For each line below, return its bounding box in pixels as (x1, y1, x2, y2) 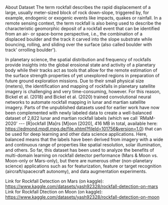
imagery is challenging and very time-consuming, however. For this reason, (5, 89, 161, 94)
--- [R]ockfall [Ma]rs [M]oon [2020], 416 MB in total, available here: (18, 120, 158, 126)
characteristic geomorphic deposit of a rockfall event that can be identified (5, 26, 160, 32)
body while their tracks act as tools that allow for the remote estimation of (5, 67, 157, 73)
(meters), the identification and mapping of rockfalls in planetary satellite (5, 83, 155, 89)
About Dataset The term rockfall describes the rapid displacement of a (5, 5, 151, 10)
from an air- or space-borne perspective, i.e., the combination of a (5, 31, 143, 37)
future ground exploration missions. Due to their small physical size (5, 78, 144, 84)
